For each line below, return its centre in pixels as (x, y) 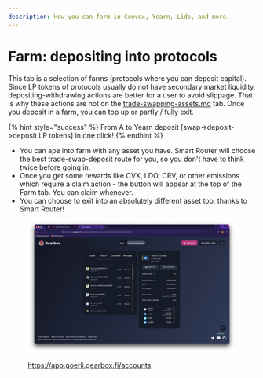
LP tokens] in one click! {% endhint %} (101, 135)
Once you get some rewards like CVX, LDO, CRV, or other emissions (129, 175)
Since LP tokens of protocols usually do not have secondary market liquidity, (132, 86)
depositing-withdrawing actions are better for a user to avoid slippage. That (131, 95)
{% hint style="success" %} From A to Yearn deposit (93, 127)
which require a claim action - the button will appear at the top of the (130, 184)
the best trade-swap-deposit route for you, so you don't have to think (132, 159)
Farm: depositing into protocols (113, 56)
